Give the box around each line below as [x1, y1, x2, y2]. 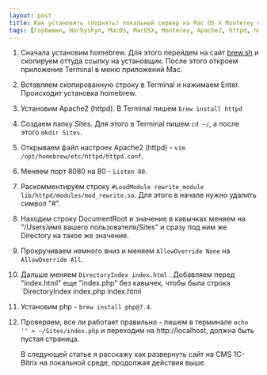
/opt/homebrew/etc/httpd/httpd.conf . [20, 151, 144, 161]
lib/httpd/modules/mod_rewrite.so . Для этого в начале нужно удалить [20, 191, 257, 200]
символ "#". [20, 199, 61, 208]
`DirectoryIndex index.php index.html [20, 286, 142, 297]
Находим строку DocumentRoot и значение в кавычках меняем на [20, 214, 246, 224]
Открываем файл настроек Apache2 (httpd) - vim [20, 143, 185, 153]
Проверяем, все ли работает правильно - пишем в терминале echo [20, 317, 249, 327]
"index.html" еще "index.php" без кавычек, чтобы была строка [20, 278, 231, 288]
